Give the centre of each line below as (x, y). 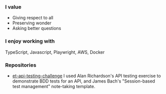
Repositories (21, 65)
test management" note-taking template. (54, 86)
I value (13, 7)
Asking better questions (37, 28)
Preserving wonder (32, 23)
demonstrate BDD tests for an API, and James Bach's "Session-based (83, 81)
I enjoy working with (30, 41)
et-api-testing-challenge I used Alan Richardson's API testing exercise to (86, 76)
